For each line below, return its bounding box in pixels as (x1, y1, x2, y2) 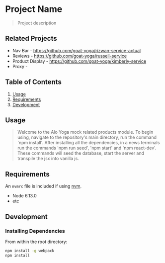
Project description (17, 20, 57, 26)
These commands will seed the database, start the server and (17, 150, 145, 156)
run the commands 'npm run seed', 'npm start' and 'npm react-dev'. (17, 145, 157, 151)
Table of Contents (5, 78, 62, 87)
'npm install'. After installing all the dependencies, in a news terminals (17, 140, 160, 146)
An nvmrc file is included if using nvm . (5, 183, 82, 189)
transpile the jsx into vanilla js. (17, 156, 80, 162)
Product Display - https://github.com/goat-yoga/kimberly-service (12, 58, 147, 64)
